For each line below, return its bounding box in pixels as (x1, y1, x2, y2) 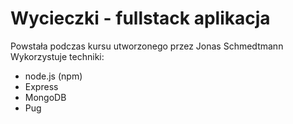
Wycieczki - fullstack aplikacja (10, 7, 271, 30)
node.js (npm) (24, 70, 83, 82)
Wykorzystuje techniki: (10, 50, 105, 62)
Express (24, 80, 59, 92)
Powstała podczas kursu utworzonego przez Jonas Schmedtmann (10, 40, 284, 52)
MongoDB (24, 91, 67, 103)
